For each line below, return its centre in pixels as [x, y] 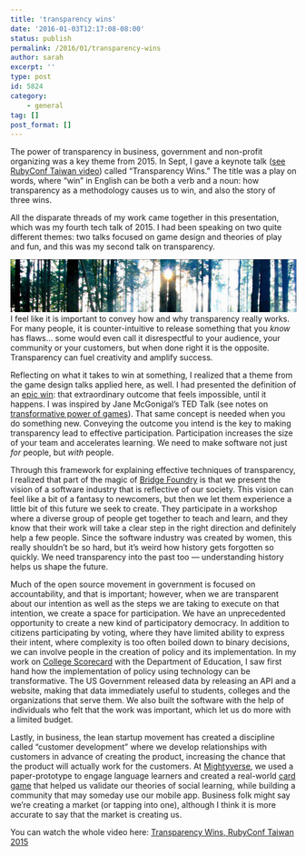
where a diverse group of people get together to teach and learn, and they [149, 519]
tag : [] [25, 115]
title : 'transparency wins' [64, 19]
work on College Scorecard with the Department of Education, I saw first [146, 662]
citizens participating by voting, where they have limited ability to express [148, 633]
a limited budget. [42, 720]
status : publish [41, 38]
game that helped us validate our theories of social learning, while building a [153, 786]
